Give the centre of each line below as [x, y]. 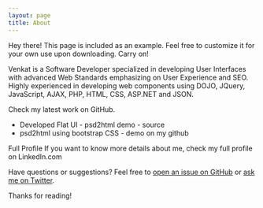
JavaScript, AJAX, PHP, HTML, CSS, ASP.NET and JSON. [101, 94]
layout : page [30, 15]
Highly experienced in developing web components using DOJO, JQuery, [127, 85]
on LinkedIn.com [35, 156]
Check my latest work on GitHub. [62, 109]
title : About [30, 23]
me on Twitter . [31, 180]
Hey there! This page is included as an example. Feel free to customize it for [131, 45]
